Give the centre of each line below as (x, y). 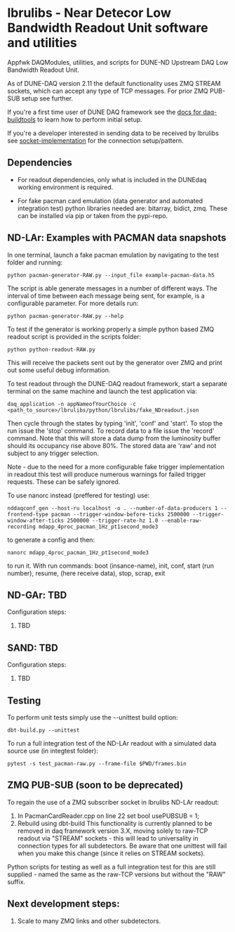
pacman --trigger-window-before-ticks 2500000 (121, 514)
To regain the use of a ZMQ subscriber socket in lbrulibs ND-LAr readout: (113, 802)
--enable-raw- (181, 521)
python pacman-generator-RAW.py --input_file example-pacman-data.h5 (111, 275)
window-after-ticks (36, 521)
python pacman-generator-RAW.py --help (66, 316)
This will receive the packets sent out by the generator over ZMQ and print (115, 362)
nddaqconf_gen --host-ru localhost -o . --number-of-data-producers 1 (113, 508)
